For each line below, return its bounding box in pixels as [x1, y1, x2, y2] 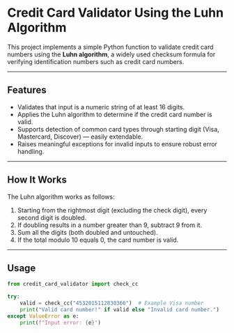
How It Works [7, 174, 68, 186]
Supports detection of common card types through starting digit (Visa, [17, 125, 219, 133]
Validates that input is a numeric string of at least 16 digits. [17, 102, 185, 111]
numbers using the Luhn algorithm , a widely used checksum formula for [7, 50, 216, 59]
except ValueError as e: [7, 312, 79, 320]
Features [7, 84, 47, 96]
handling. [17, 147, 45, 155]
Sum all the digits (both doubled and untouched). [17, 228, 158, 236]
